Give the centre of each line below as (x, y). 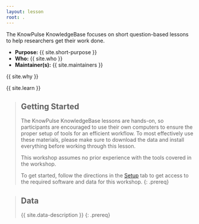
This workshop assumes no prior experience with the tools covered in (106, 158)
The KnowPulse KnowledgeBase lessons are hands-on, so (92, 121)
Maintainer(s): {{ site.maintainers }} (59, 65)
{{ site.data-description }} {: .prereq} (65, 215)
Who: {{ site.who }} (39, 58)
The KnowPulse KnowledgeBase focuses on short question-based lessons (97, 34)
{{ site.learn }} (23, 88)
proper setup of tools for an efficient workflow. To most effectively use (107, 133)
